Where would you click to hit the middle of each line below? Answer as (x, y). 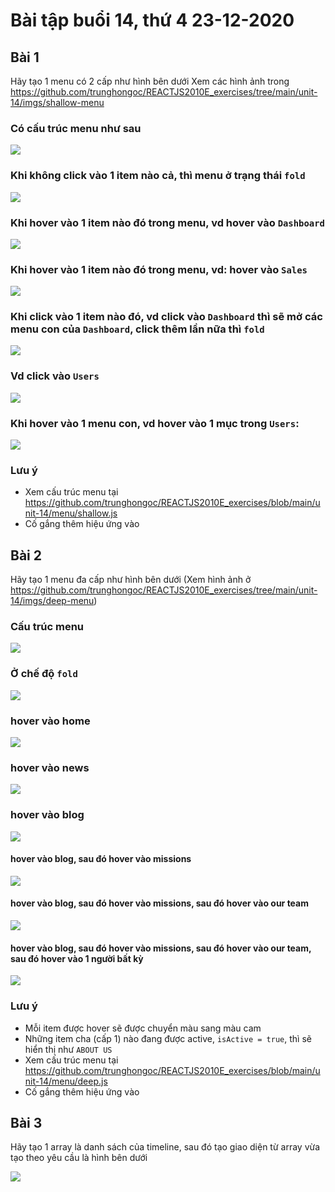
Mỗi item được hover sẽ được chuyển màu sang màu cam (143, 1028)
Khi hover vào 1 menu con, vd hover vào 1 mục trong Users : (155, 423)
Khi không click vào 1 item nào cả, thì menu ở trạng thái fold (158, 176)
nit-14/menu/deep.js (66, 1081)
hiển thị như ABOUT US (68, 1049)
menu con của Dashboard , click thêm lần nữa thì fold (137, 329)
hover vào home (50, 721)
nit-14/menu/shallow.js (71, 513)
